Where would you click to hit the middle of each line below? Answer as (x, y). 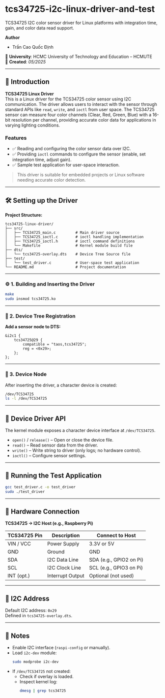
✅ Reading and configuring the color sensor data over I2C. (71, 149)
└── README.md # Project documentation (66, 267)
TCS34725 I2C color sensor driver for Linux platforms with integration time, (81, 23)
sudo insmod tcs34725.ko (30, 299)
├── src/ (14, 228)
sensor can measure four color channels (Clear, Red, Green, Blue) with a (78, 115)
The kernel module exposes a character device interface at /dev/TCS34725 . (80, 430)
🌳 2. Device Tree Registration (40, 316)
